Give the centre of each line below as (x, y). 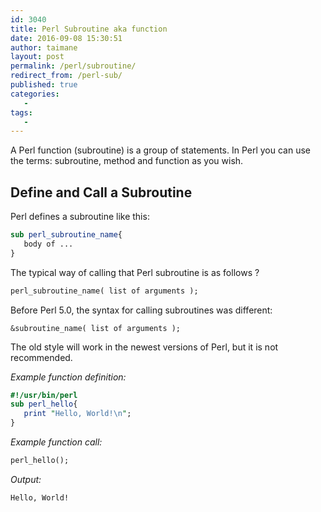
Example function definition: (68, 377)
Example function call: (56, 442)
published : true (44, 85)
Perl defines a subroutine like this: (80, 217)
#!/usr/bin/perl (44, 395)
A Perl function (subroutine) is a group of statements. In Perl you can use (160, 150)
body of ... (48, 244)
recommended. (41, 357)
